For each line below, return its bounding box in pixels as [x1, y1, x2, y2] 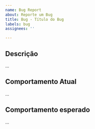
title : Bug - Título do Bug [5, 17, 64, 22]
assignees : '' [5, 26, 35, 31]
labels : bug [5, 21, 30, 27]
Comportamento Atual [5, 77, 77, 86]
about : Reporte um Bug [5, 12, 53, 17]
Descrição [5, 49, 38, 58]
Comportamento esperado [5, 106, 90, 114]
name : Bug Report [5, 7, 42, 13]
